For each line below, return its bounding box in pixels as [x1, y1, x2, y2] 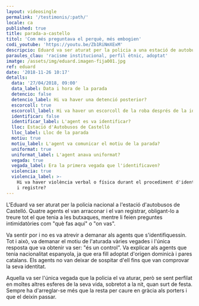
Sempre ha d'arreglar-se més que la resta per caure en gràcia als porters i [6, 286, 188, 294]
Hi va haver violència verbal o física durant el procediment [17, 179, 174, 185]
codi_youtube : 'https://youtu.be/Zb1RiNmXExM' [6, 42, 123, 48]
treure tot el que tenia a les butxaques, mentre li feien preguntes [6, 214, 163, 221]
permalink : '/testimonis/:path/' [6, 14, 89, 20]
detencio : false [11, 91, 52, 97]
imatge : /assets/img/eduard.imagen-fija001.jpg [6, 58, 126, 64]
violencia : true [11, 168, 52, 175]
